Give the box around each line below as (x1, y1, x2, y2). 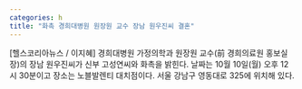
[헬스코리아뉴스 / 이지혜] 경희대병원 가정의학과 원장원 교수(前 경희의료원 (9, 47, 265, 58)
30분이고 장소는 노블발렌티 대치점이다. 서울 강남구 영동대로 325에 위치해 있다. (18, 69, 295, 81)
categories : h (9, 13, 63, 22)
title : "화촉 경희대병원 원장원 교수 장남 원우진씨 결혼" (9, 22, 195, 31)
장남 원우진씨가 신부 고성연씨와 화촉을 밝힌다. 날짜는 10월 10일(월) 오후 (28, 58, 279, 69)
